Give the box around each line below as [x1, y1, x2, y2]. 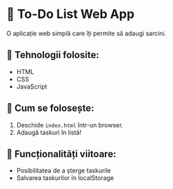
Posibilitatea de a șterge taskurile [16, 166, 112, 175]
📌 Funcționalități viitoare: [6, 148, 116, 160]
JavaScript [16, 82, 48, 91]
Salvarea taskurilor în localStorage [16, 174, 114, 182]
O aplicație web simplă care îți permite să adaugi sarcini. [6, 29, 167, 37]
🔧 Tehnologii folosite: [6, 49, 99, 61]
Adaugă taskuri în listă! [16, 128, 82, 136]
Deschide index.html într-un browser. [16, 120, 123, 129]
